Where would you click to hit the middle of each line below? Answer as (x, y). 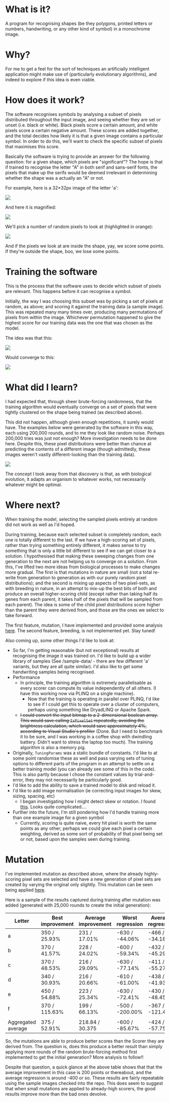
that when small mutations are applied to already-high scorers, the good (80, 1088)
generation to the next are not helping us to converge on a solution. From (81, 561)
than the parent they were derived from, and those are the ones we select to (85, 610)
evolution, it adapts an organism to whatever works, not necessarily (76, 479)
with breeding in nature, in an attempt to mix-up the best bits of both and (81, 588)
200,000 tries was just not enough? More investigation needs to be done (81, 438)
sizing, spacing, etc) (34, 796)
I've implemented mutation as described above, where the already (74, 873)
